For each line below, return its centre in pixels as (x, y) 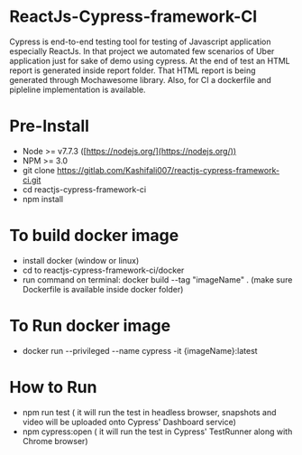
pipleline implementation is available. (78, 89)
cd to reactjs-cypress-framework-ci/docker (103, 270)
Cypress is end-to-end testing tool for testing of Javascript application (140, 42)
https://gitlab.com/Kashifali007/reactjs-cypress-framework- (169, 170)
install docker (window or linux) (81, 260)
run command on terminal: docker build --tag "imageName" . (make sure (157, 279)
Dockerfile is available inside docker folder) (103, 289)
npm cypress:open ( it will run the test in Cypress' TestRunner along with (157, 432)
